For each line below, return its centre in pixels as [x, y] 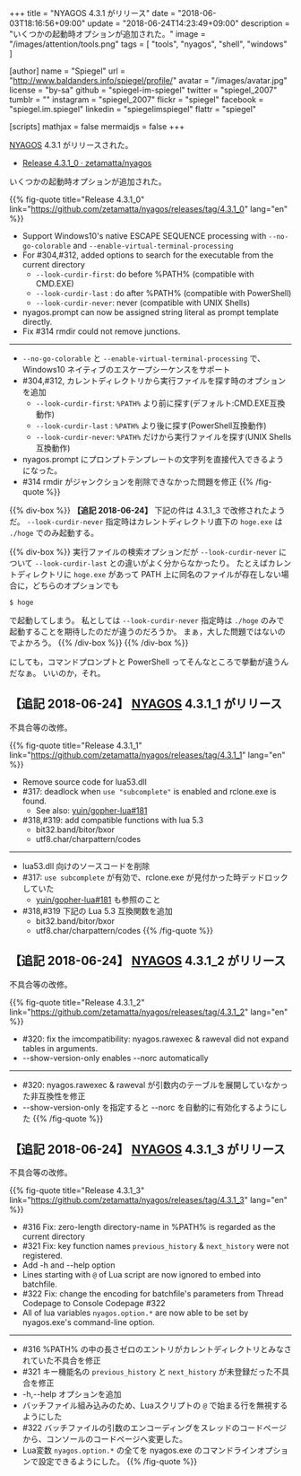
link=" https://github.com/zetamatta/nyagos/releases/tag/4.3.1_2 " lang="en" [149, 1012]
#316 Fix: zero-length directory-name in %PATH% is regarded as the [149, 1227]
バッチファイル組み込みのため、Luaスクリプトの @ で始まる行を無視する [155, 1406]
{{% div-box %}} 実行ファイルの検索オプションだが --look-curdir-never [143, 552]
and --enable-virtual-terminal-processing [154, 246]
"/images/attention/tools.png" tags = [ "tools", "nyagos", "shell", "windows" [148, 44]
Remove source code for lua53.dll [85, 782]
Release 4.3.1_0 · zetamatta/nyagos [87, 163]
